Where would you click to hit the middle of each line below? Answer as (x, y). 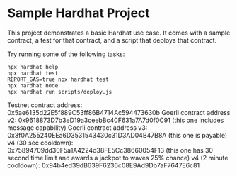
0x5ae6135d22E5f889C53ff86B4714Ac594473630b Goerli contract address (119, 112)
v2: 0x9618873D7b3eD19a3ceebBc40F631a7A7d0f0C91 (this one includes (116, 120)
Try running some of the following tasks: (66, 54)
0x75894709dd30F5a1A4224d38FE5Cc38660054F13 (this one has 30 (110, 150)
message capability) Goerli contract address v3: (77, 127)
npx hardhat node (33, 86)
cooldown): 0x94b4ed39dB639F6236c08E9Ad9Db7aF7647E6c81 (104, 165)
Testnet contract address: (45, 105)
